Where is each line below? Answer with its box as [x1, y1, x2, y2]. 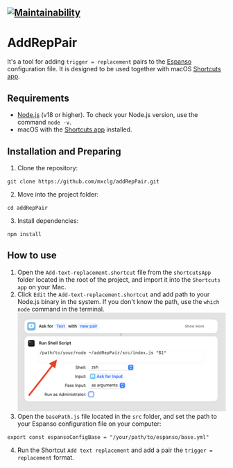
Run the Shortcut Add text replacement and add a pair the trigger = [17, 446, 213, 454]
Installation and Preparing [7, 145, 121, 157]
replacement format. [17, 453, 74, 461]
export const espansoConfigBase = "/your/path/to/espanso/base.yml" [7, 433, 209, 440]
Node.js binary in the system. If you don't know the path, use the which [17, 297, 220, 305]
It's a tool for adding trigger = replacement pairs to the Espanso [7, 57, 192, 66]
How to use [7, 250, 57, 262]
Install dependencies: [17, 216, 79, 225]
